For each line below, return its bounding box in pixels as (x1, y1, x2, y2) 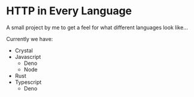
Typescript (14, 79, 42, 86)
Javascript (14, 53, 41, 60)
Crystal (14, 46, 33, 54)
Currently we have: (6, 35, 53, 42)
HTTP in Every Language (6, 4, 132, 18)
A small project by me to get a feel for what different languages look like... (6, 24, 189, 31)
